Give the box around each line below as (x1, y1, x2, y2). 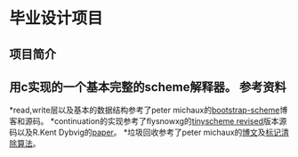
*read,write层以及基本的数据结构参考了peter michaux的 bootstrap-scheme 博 (9, 104, 288, 116)
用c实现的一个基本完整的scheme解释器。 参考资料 (9, 79, 286, 95)
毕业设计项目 (9, 8, 104, 29)
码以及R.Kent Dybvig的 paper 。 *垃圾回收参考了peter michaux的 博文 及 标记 (9, 127, 282, 138)
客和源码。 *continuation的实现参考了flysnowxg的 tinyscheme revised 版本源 (9, 116, 287, 127)
